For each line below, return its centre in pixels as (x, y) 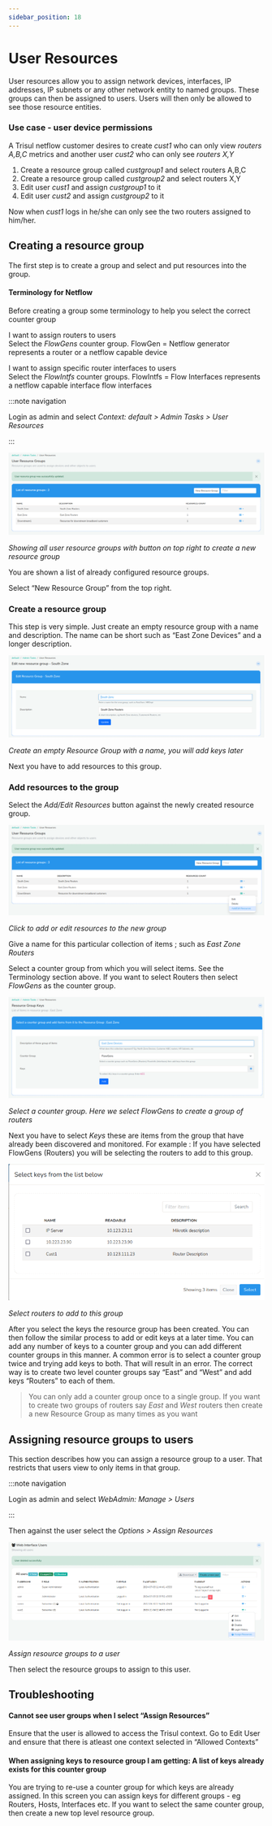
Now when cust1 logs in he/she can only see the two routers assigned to (130, 211)
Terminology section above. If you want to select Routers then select (123, 977)
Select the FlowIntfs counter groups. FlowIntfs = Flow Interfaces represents (135, 376)
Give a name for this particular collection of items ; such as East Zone (125, 944)
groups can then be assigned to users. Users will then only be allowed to (130, 98)
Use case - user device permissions (80, 128)
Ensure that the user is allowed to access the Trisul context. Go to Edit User (134, 1733)
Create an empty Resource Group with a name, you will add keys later (126, 751)
